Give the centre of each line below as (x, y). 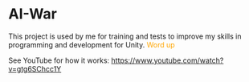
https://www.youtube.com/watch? (167, 60)
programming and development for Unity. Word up (92, 44)
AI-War (33, 14)
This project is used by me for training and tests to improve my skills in (125, 36)
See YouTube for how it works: (59, 60)
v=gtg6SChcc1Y (35, 68)
